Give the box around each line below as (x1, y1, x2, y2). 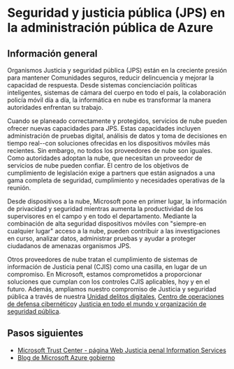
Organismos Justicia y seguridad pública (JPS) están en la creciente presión (7, 66, 227, 74)
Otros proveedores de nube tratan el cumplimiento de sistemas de (7, 255, 198, 263)
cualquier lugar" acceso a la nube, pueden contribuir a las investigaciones (7, 227, 221, 235)
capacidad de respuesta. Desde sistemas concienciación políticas (7, 81, 198, 89)
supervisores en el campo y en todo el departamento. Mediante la (7, 212, 197, 220)
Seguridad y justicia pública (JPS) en (7, 5, 226, 21)
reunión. (7, 184, 31, 191)
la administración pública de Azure (7, 20, 214, 36)
